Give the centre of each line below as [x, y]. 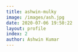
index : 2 [17, 34]
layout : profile [26, 28]
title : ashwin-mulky [32, 12]
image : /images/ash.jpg [35, 17]
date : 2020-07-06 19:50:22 [39, 23]
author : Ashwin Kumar [33, 39]
